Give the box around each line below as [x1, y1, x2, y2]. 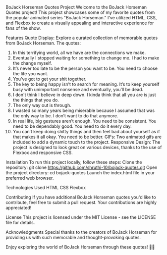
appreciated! [5, 205, 32, 210]
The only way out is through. [12, 102, 71, 108]
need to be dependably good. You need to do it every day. [12, 123, 132, 129]
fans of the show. [5, 25, 41, 31]
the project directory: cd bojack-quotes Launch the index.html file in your [5, 170, 155, 175]
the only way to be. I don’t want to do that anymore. [12, 113, 118, 118]
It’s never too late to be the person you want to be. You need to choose [12, 65, 158, 71]
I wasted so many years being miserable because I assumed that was [12, 107, 155, 113]
